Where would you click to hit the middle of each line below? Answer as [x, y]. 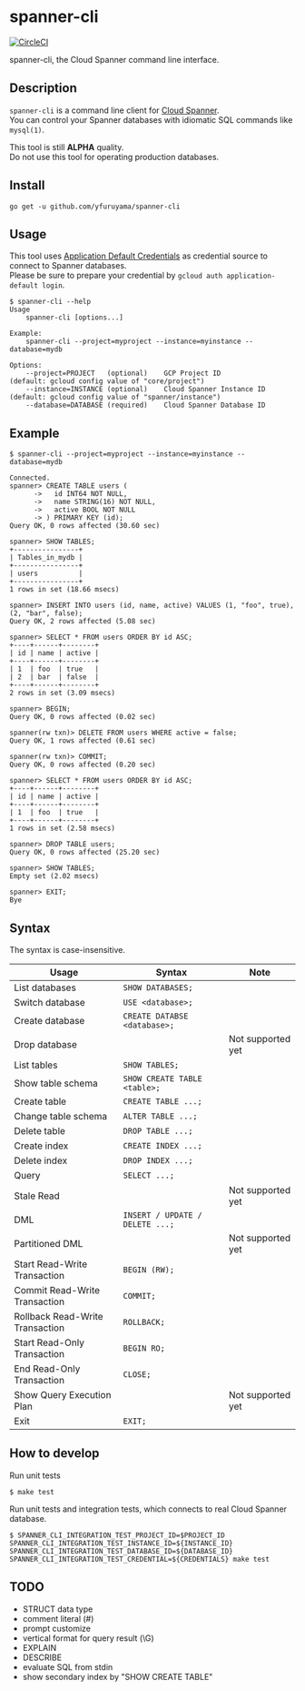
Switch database [49, 1002]
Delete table [40, 1131]
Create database [49, 1021]
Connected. [30, 478]
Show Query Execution [63, 1395]
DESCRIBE [42, 1657]
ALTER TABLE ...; [160, 1116]
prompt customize [57, 1628]
